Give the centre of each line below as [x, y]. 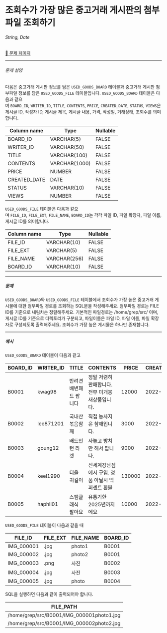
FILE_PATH [64, 607]
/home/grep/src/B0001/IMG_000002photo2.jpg [64, 623]
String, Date [17, 37]
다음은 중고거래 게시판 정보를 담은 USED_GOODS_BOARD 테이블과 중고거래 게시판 [80, 87]
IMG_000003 [23, 563]
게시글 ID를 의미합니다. [27, 221]
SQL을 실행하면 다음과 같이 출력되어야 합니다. [49, 594]
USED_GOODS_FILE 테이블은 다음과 [37, 209]
